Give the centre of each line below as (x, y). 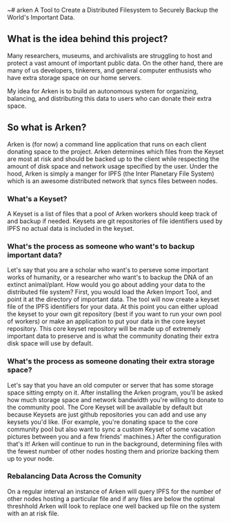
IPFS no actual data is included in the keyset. (71, 228)
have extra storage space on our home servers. (75, 77)
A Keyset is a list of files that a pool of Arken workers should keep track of (112, 213)
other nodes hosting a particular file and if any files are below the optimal (111, 498)
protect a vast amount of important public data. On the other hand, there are (115, 63)
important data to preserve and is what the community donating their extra (113, 336)
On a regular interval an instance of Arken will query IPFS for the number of (114, 491)
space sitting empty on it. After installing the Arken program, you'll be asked (115, 392)
